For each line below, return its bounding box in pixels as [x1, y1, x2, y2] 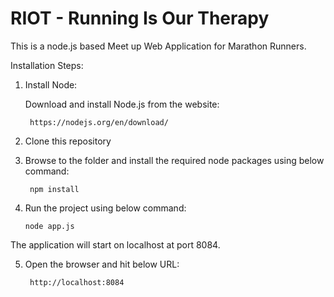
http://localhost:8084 [29, 277, 125, 287]
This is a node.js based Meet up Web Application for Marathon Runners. [10, 40, 307, 52]
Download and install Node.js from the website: [24, 98, 220, 110]
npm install [29, 184, 80, 194]
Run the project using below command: [24, 202, 187, 214]
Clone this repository [24, 135, 112, 147]
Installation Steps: [10, 59, 84, 71]
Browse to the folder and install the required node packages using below [24, 154, 325, 166]
